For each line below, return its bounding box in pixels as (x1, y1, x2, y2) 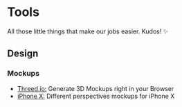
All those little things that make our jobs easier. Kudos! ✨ (7, 27, 168, 35)
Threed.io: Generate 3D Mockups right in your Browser (17, 84, 174, 92)
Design (7, 48, 39, 60)
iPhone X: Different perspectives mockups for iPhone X (17, 92, 175, 100)
